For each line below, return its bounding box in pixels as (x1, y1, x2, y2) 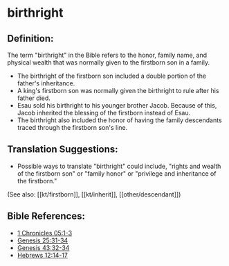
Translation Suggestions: (7, 144, 119, 156)
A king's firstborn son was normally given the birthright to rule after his (17, 87, 219, 94)
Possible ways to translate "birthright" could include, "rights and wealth (17, 162, 221, 170)
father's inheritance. (17, 79, 75, 88)
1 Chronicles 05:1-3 (17, 228, 73, 237)
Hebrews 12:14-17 (17, 251, 68, 259)
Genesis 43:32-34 (17, 243, 70, 251)
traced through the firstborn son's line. (17, 124, 128, 131)
